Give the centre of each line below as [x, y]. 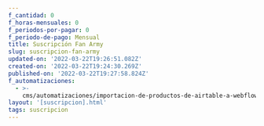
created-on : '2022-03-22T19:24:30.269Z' [75, 67]
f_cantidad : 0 [31, 15]
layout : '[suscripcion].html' [58, 103]
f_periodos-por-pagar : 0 [49, 30]
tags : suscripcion [38, 110]
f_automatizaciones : [42, 81]
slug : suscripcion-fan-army [54, 52]
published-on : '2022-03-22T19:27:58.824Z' [79, 74]
